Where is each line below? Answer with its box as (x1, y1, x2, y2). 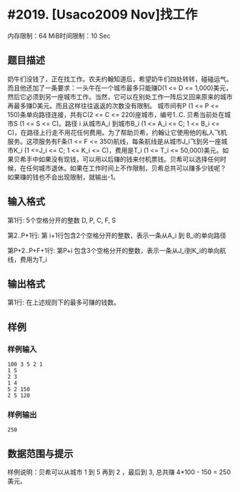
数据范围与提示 (7, 447, 74, 460)
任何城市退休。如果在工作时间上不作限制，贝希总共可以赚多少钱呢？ (26, 163, 226, 172)
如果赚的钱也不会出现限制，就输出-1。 (7, 173, 120, 181)
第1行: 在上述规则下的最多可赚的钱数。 (7, 298, 120, 307)
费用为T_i (19, 255, 48, 264)
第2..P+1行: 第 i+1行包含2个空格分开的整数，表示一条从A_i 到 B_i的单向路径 (7, 231, 226, 240)
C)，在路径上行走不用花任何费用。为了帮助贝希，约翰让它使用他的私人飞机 (7, 128, 227, 136)
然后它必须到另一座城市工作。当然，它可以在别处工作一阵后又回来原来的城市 (7, 92, 233, 101)
